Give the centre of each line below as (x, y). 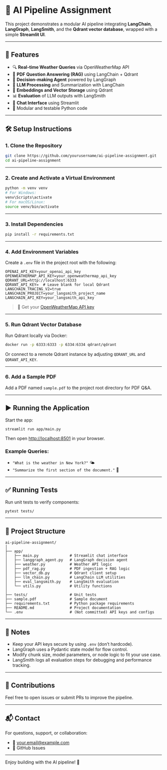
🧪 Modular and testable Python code (50, 108)
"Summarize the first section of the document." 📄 (66, 470)
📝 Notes (18, 632)
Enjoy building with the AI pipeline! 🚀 (42, 762)
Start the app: (19, 420)
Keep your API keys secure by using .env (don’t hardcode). (73, 644)
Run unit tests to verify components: (42, 502)
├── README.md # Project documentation (63, 608)
